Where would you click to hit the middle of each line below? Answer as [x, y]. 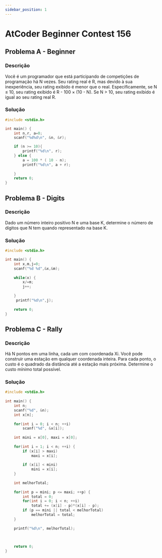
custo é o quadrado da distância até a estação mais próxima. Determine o [79, 364]
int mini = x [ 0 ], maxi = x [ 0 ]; [46, 438]
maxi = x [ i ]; [44, 456]
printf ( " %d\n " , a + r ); [47, 165]
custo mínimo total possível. [33, 369]
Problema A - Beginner [40, 52]
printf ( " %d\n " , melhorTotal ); [45, 528]
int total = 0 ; [38, 496]
